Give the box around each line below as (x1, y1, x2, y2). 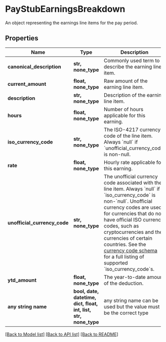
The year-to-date (103, 273, 146, 280)
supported (103, 259, 128, 266)
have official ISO (103, 216, 142, 223)
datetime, (73, 294, 96, 301)
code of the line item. (103, 132, 153, 139)
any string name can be (103, 297, 159, 304)
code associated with (103, 179, 154, 186)
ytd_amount (7, 276, 37, 283)
